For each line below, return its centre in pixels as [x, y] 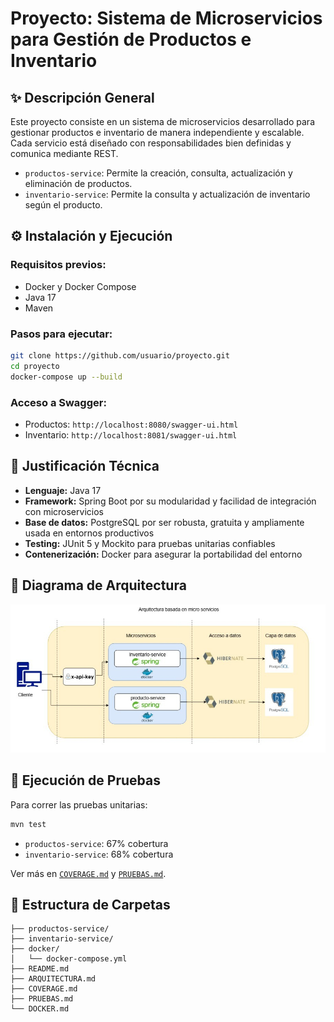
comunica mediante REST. [64, 153]
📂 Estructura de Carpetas [90, 904]
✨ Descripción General [82, 97]
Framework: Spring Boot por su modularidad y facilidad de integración [170, 501]
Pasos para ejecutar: [61, 334]
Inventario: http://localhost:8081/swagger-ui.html [131, 434]
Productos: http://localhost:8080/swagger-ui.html [131, 424]
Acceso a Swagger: [58, 402]
